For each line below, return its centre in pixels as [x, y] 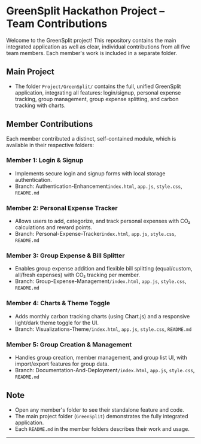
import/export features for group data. [62, 364]
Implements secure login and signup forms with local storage [90, 173]
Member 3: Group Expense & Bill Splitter [66, 256]
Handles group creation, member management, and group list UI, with [101, 358]
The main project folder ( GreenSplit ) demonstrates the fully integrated [101, 416]
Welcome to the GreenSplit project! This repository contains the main [91, 40]
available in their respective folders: [50, 145]
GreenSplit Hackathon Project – [86, 11]
